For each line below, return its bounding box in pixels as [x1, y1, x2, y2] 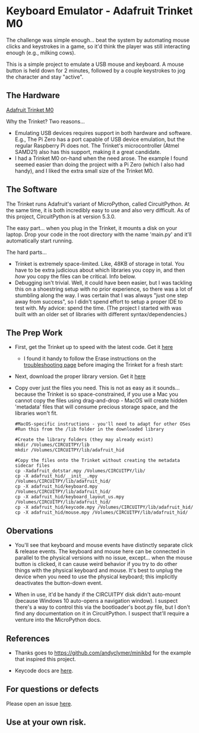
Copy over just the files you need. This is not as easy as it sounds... [14, 385, 180, 392]
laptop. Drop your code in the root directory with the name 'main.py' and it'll [6, 231, 192, 238]
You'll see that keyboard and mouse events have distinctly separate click [14, 542, 193, 549]
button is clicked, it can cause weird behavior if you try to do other [14, 561, 178, 568]
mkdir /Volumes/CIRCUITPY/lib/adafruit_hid [14, 447, 125, 453]
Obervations [6, 526, 53, 536]
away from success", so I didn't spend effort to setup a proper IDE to [14, 298, 183, 305]
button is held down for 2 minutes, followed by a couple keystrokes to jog [6, 67, 186, 74]
